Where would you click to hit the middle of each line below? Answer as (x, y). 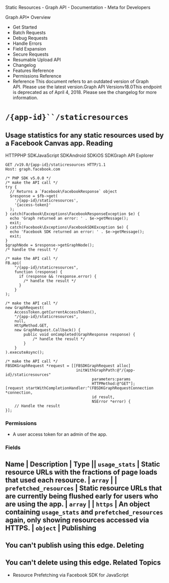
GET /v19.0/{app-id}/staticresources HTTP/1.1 (55, 165)
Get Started (25, 27)
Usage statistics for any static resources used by (84, 135)
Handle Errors (27, 43)
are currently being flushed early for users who (82, 496)
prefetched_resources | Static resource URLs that (83, 488)
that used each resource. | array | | (61, 480)
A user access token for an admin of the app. (60, 434)
